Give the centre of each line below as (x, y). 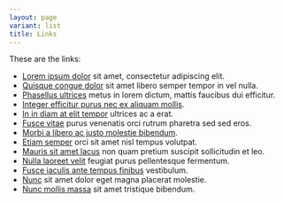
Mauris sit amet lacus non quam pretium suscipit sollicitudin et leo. (143, 152)
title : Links (33, 34)
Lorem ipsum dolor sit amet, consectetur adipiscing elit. (123, 76)
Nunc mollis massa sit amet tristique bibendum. (108, 189)
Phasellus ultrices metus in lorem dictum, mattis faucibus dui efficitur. (149, 95)
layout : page (33, 17)
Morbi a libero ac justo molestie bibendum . (100, 133)
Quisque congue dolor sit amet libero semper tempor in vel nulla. (140, 86)
